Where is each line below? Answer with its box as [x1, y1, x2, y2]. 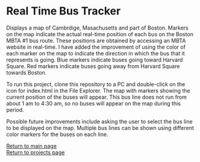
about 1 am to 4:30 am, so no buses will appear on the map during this [6, 99, 181, 107]
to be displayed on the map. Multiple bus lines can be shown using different [6, 124, 194, 131]
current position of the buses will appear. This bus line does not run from [6, 93, 187, 101]
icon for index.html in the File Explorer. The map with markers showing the [6, 87, 191, 94]
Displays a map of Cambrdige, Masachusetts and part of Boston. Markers [6, 24, 189, 31]
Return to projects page [6, 149, 65, 156]
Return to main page [6, 142, 57, 149]
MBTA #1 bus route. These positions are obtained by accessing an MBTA [6, 37, 186, 44]
